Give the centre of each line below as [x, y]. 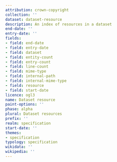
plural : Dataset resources [34, 114]
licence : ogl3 [20, 95]
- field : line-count [27, 67]
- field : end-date [25, 43]
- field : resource [25, 85]
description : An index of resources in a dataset [59, 24]
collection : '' [21, 15]
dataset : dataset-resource [34, 19]
